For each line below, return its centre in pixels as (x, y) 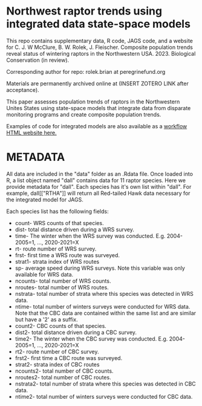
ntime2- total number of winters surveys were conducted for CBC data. (104, 396)
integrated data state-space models (98, 24)
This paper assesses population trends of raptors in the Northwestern (93, 102)
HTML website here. (31, 133)
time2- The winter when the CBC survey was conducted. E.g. (91, 339)
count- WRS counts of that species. (59, 223)
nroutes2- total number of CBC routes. (63, 377)
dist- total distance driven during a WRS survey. (74, 229)
